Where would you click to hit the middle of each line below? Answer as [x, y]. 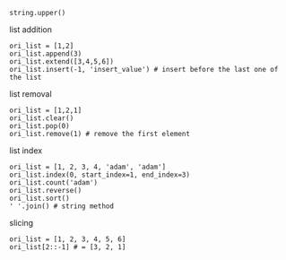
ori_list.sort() [39, 198]
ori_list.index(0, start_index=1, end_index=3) [100, 175]
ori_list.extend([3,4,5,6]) [62, 62]
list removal [30, 94]
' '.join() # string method [62, 206]
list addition [30, 30]
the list [26, 77]
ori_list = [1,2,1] [46, 110]
